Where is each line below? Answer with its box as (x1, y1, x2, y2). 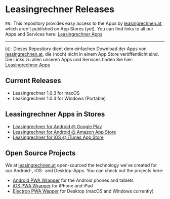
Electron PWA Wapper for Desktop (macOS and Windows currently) (12, 188, 154, 194)
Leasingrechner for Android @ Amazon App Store (12, 129, 116, 135)
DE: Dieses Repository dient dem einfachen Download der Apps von (5, 46, 147, 52)
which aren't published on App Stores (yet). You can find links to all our (5, 25, 154, 31)
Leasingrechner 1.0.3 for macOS (12, 90, 80, 96)
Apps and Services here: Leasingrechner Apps (5, 31, 103, 37)
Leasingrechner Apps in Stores (5, 110, 105, 118)
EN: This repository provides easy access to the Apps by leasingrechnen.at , (5, 20, 163, 26)
